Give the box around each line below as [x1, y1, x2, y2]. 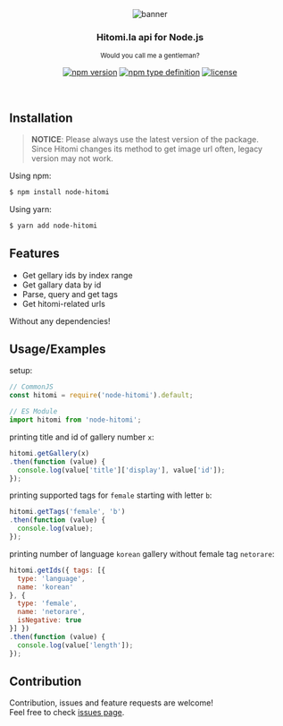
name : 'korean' [17, 582, 74, 592]
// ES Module [9, 407, 58, 416]
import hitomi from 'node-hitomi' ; [9, 415, 142, 424]
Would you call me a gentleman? [100, 51, 200, 61]
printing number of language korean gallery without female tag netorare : [9, 548, 275, 559]
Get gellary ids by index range [21, 269, 133, 280]
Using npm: [9, 170, 52, 182]
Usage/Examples [9, 342, 106, 357]
